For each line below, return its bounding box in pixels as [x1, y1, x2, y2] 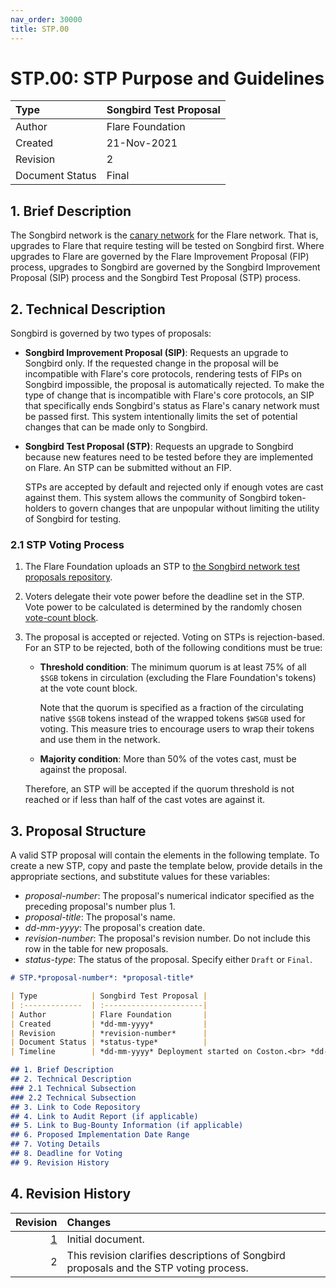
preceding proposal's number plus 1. [24, 901, 176, 913]
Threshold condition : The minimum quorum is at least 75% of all [39, 661, 307, 673]
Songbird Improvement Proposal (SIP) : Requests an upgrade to [24, 347, 289, 359]
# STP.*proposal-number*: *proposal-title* [10, 973, 195, 983]
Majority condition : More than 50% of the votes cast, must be [39, 753, 297, 765]
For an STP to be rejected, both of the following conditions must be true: [24, 642, 323, 654]
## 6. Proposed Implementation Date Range [10, 1130, 190, 1140]
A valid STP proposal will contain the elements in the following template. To [10, 849, 320, 861]
